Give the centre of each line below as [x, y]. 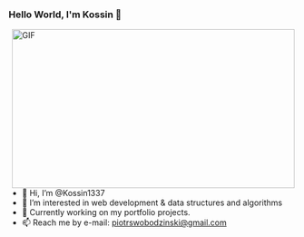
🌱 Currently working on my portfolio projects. [106, 212]
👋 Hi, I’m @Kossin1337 [63, 193]
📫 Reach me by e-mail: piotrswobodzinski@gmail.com [124, 222]
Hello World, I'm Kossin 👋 [65, 15]
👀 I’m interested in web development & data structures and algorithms [152, 202]
